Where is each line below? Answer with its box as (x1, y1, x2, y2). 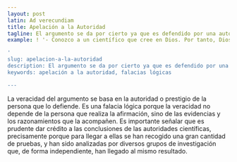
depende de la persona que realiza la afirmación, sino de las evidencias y (7, 109, 221, 118)
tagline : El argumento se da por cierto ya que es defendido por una (7, 30, 217, 37)
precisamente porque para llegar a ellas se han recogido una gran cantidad (7, 132, 226, 140)
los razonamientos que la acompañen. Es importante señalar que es (7, 117, 205, 125)
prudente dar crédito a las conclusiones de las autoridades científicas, (7, 124, 212, 132)
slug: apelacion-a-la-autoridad (7, 56, 102, 63)
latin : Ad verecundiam (7, 17, 74, 24)
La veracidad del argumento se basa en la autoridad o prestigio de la (7, 94, 207, 103)
